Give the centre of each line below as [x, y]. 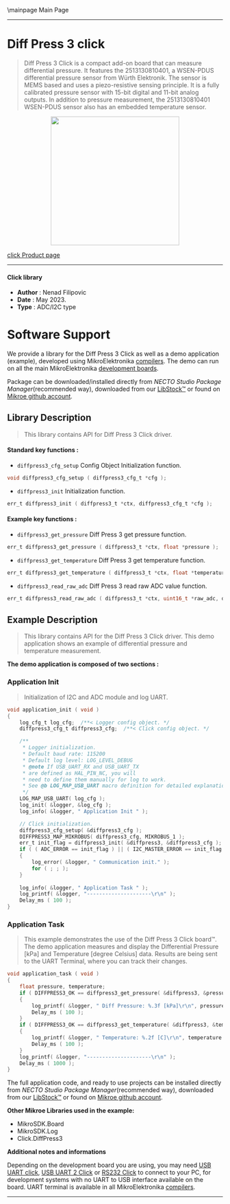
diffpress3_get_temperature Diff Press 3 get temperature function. [111, 560]
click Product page [34, 255]
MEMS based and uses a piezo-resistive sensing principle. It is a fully [122, 84]
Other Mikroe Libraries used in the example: [71, 1111]
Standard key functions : [43, 450]
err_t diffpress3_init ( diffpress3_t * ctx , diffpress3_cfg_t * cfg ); [110, 503]
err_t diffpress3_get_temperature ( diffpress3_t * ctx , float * [101, 573]
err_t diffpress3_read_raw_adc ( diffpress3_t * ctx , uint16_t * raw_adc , [113, 598]
